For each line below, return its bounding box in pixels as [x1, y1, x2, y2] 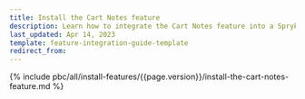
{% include [9, 71, 51, 82]
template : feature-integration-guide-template [9, 38, 189, 48]
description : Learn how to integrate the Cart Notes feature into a [9, 22, 274, 31]
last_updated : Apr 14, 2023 [9, 30, 116, 39]
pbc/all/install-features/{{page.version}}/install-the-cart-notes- [52, 71, 290, 82]
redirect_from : [9, 47, 67, 56]
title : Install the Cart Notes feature [9, 13, 161, 22]
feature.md [9, 81, 51, 92]
